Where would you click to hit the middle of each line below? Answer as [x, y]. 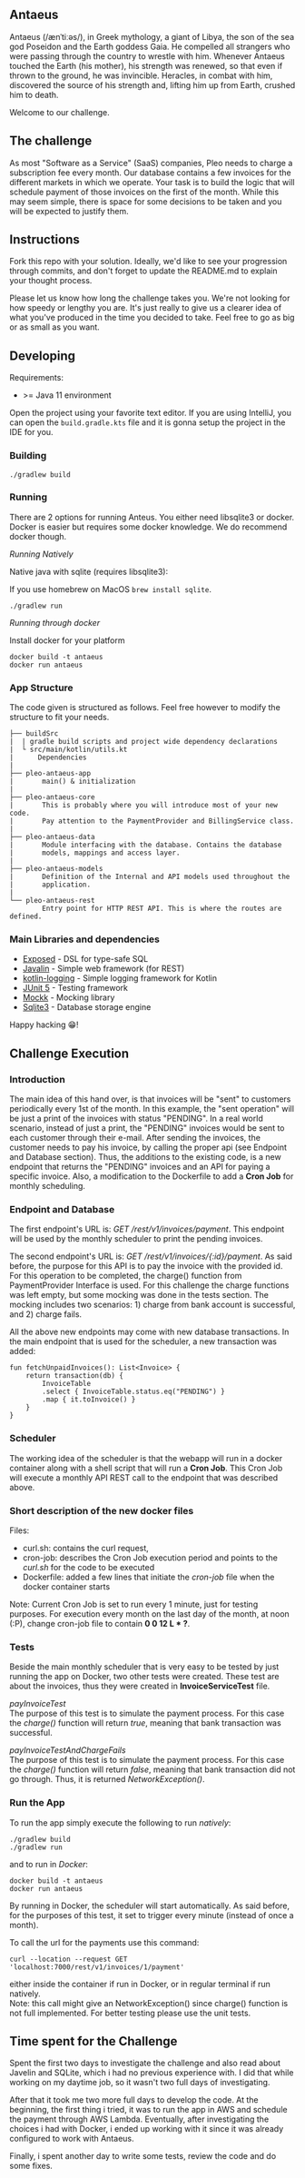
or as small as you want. [54, 327]
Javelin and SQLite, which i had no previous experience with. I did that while [152, 2073]
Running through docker [55, 622]
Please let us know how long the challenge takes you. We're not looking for [150, 298]
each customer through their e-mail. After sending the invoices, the [135, 1138]
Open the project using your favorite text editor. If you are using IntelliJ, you [151, 413]
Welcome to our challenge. [60, 112]
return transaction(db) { [75, 1376]
